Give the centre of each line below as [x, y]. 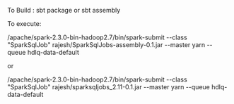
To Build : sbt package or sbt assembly [64, 10]
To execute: [24, 24]
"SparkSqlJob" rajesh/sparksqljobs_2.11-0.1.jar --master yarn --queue [109, 87]
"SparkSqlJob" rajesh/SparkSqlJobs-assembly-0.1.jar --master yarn [106, 45]
